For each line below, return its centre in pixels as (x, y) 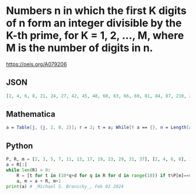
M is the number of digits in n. (80, 48)
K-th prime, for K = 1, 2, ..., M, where (95, 36)
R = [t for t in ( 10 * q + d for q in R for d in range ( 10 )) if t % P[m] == (103, 175)
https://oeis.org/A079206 (36, 64)
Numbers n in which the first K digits (96, 11)
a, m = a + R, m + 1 (39, 181)
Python (20, 146)
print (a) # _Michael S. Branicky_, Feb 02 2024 (65, 186)
